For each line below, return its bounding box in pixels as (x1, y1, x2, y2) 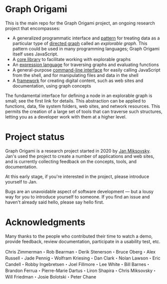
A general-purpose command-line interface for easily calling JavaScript (12, 66, 161, 73)
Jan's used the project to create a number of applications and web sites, (5, 153, 154, 159)
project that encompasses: (5, 25, 60, 31)
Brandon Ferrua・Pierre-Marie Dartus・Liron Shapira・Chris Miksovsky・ (5, 267, 157, 273)
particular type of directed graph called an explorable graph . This (12, 40, 147, 46)
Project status (5, 131, 65, 143)
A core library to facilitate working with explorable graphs (12, 56, 131, 62)
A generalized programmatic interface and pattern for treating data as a (12, 35, 160, 41)
